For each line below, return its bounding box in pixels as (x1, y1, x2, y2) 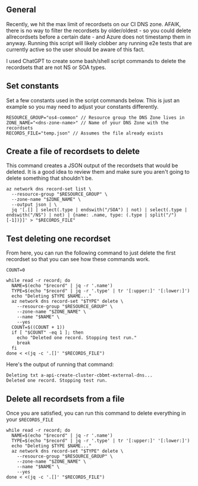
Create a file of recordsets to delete (6, 146, 140, 156)
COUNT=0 (6, 267, 26, 273)
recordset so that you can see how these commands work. (6, 256, 150, 263)
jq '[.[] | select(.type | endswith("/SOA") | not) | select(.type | (11, 207, 187, 213)
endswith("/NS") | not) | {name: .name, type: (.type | (6, 212, 147, 218)
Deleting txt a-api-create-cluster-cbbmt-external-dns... (6, 372, 153, 378)
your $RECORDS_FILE (6, 416, 54, 423)
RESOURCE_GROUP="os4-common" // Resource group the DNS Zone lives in (6, 114, 185, 121)
